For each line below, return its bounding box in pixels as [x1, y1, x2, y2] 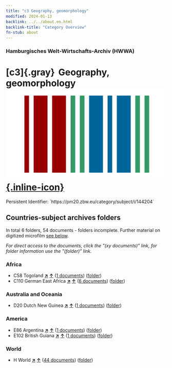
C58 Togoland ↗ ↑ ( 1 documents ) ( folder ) [13, 272, 102, 279]
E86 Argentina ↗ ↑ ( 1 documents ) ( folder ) [13, 327, 102, 333]
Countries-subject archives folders [6, 213, 121, 222]
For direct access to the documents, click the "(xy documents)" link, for [6, 242, 157, 249]
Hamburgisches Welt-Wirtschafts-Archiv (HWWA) [6, 48, 135, 55]
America [6, 315, 28, 322]
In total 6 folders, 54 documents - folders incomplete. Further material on [6, 227, 161, 233]
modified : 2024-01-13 [6, 13, 52, 19]
